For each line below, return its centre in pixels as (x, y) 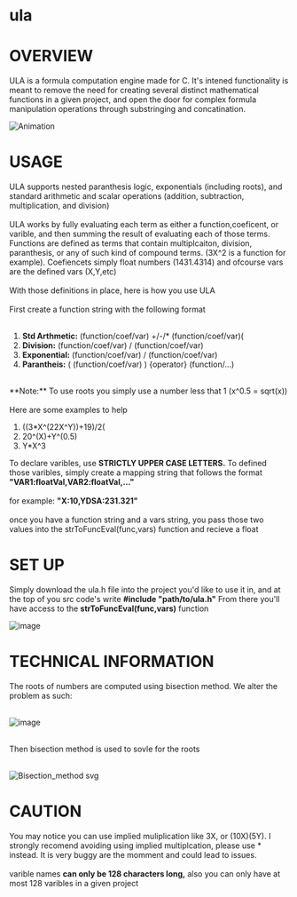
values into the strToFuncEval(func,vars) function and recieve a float (134, 529)
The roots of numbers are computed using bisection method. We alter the (143, 686)
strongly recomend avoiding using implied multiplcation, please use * (135, 845)
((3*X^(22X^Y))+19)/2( (63, 427)
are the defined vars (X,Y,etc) (63, 272)
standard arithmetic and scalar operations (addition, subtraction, (127, 196)
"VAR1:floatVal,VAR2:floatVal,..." (72, 482)
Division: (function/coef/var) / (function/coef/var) (113, 345)
